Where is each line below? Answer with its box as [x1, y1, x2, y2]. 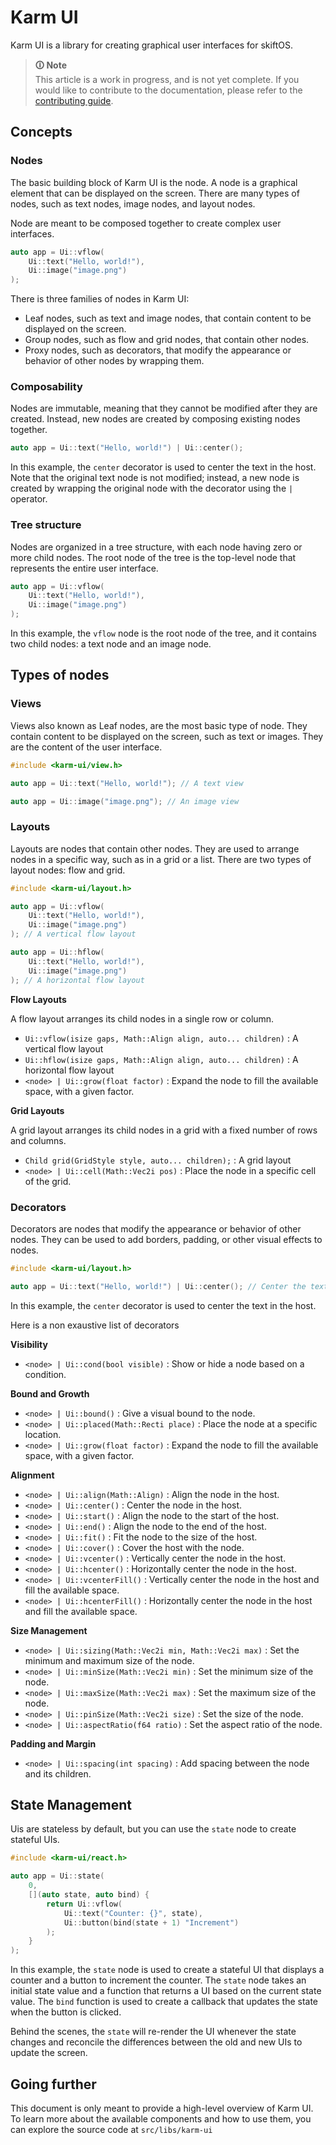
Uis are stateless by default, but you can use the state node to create [10, 1823, 297, 1835]
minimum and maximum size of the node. [24, 1654, 195, 1666]
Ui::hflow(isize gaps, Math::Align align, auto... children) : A [24, 1053, 299, 1065]
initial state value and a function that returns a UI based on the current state [10, 1985, 322, 1997]
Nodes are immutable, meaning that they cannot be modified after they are [10, 402, 318, 415]
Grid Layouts [10, 1104, 65, 1116]
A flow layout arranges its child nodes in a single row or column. [10, 1012, 275, 1025]
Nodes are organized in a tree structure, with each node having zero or [10, 541, 303, 553]
